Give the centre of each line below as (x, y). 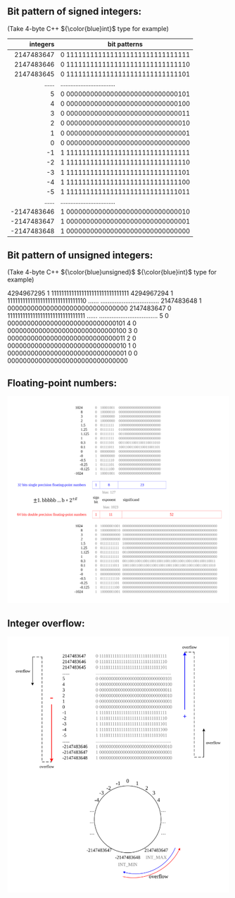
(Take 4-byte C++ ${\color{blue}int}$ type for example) (88, 28)
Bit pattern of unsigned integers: (80, 255)
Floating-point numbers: (62, 383)
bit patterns (125, 44)
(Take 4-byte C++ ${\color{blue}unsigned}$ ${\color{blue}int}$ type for (112, 272)
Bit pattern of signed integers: (75, 12)
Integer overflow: (46, 623)
